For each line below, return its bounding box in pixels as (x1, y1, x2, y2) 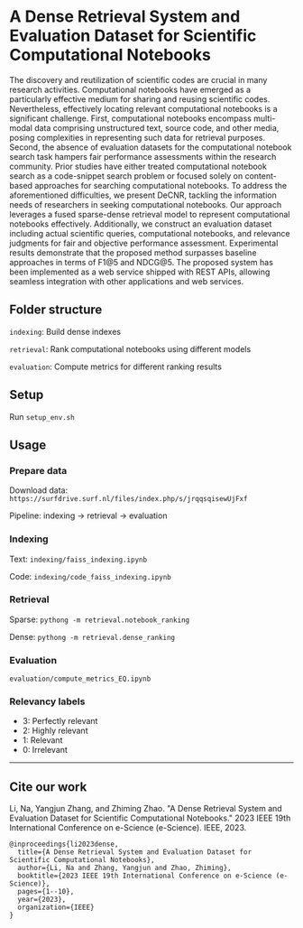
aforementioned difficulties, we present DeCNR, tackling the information (9, 190, 278, 200)
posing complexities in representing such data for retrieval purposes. (9, 132, 266, 143)
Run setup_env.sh (9, 411, 75, 422)
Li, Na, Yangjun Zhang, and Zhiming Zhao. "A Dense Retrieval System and (9, 803, 282, 814)
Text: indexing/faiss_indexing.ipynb (9, 553, 147, 564)
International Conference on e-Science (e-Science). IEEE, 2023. (9, 822, 247, 833)
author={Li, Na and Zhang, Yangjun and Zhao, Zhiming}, (17, 864, 232, 873)
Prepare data (9, 464, 68, 477)
